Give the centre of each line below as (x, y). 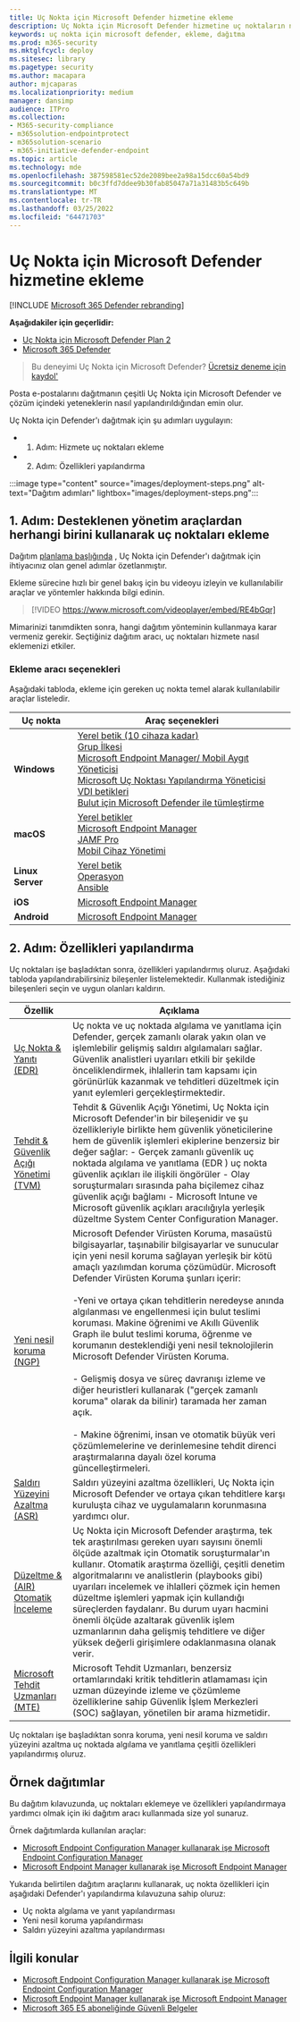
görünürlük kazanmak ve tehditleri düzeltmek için (176, 1082)
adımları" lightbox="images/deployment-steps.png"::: (160, 493)
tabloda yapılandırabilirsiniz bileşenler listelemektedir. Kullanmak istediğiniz (147, 979)
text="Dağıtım (35, 493)
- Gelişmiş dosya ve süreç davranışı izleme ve (169, 1379)
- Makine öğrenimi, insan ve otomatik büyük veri (174, 1435)
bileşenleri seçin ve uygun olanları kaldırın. (87, 989)
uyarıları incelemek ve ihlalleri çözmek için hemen (177, 1587)
